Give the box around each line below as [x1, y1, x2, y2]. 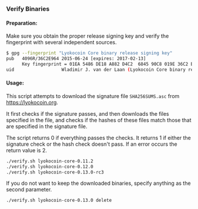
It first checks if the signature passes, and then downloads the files [6, 110, 169, 117]
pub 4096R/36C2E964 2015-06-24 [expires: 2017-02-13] [6, 55, 146, 61]
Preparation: [6, 19, 38, 27]
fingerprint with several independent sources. [6, 39, 117, 46]
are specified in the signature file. [6, 123, 87, 130]
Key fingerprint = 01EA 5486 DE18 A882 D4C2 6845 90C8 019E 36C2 [21, 61, 189, 67]
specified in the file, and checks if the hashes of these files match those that [6, 116, 192, 123]
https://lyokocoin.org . [6, 99, 58, 106]
